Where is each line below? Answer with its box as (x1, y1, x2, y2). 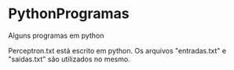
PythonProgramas (8, 5, 130, 23)
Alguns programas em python (8, 31, 104, 40)
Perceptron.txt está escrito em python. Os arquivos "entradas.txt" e (8, 46, 226, 55)
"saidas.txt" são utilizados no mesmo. (8, 54, 131, 64)
